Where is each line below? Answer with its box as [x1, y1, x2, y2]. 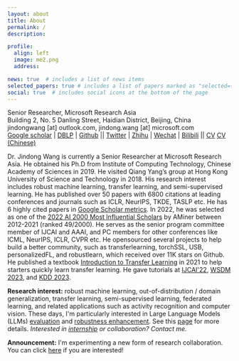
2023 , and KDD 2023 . [7, 273, 71, 281]
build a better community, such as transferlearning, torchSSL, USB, [7, 243, 204, 252]
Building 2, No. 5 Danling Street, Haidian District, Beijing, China [7, 116, 191, 124]
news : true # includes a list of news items [7, 75, 144, 82]
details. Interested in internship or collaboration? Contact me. [7, 325, 187, 333]
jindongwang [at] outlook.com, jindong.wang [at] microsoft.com [7, 124, 194, 132]
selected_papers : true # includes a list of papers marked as [7, 82, 196, 90]
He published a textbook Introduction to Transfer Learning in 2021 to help [7, 258, 223, 266]
